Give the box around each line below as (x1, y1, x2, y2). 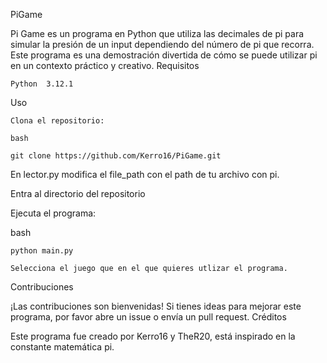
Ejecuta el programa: (10, 207, 97, 219)
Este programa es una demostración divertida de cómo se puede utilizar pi (10, 49, 318, 61)
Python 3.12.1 (10, 79, 74, 89)
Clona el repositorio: (10, 116, 105, 126)
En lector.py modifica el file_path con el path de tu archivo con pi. (10, 169, 280, 180)
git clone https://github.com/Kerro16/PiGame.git (10, 151, 222, 161)
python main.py (10, 246, 74, 256)
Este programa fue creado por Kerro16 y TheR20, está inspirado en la (10, 330, 296, 342)
